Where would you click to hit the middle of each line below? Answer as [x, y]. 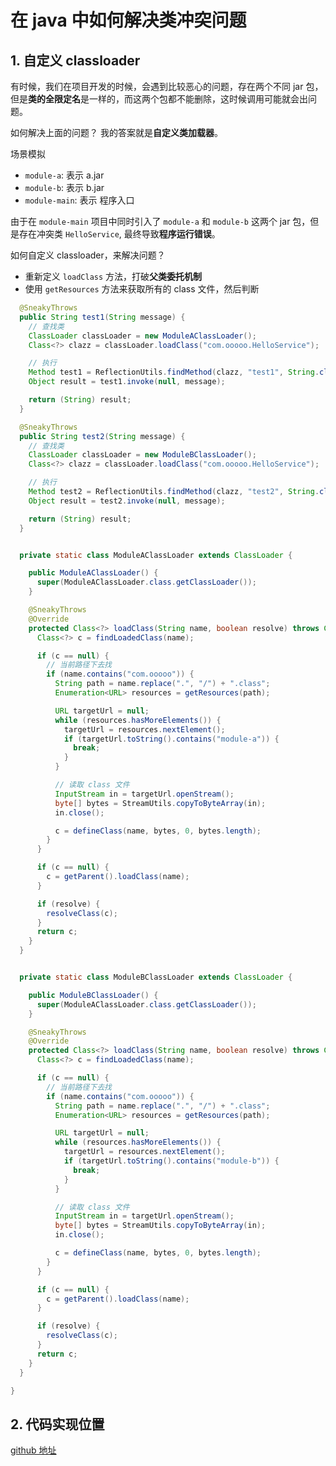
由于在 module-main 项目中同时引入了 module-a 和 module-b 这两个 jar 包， [160, 221]
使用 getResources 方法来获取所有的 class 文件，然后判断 [142, 289]
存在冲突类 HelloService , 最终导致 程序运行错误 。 [119, 234]
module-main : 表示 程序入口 [79, 200]
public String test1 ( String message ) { [102, 317]
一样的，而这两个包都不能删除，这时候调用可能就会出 [198, 99]
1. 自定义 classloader [75, 60]
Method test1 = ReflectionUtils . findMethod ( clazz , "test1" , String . [174, 372]
